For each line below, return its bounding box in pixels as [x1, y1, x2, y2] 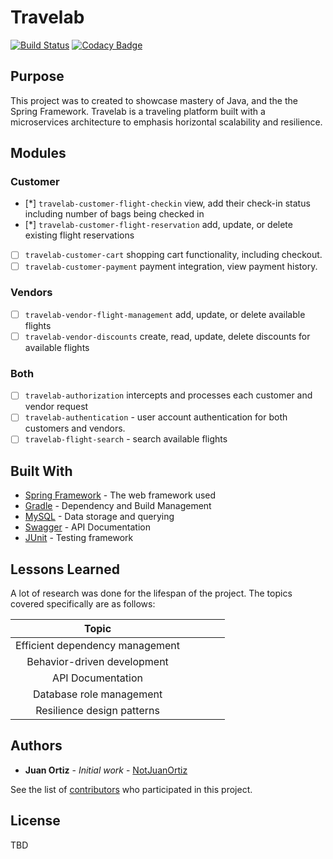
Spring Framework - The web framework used [24, 489, 217, 501]
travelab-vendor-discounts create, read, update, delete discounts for [24, 330, 311, 342]
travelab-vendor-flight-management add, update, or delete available [24, 308, 306, 320]
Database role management [32, 687, 163, 701]
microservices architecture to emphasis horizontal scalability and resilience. [10, 116, 323, 128]
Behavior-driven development [26, 655, 169, 669]
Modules [10, 145, 67, 162]
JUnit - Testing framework [24, 532, 134, 544]
